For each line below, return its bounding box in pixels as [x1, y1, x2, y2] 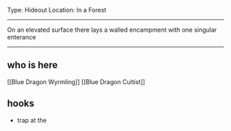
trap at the [16, 116, 47, 124]
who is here [7, 59, 58, 71]
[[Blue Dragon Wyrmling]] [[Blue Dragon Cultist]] [7, 77, 146, 85]
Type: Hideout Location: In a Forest [7, 6, 107, 14]
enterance [7, 33, 36, 41]
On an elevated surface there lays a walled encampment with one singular [7, 26, 217, 34]
